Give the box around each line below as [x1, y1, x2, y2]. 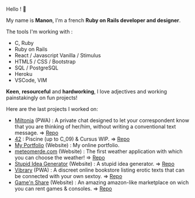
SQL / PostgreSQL [14, 64, 58, 71]
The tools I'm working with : [6, 28, 73, 35]
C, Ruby [14, 40, 34, 46]
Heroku [14, 71, 33, 77]
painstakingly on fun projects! [6, 94, 78, 101]
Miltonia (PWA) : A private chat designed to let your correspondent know [14, 117, 190, 124]
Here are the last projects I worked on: [6, 106, 98, 112]
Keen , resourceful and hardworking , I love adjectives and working [6, 88, 168, 95]
